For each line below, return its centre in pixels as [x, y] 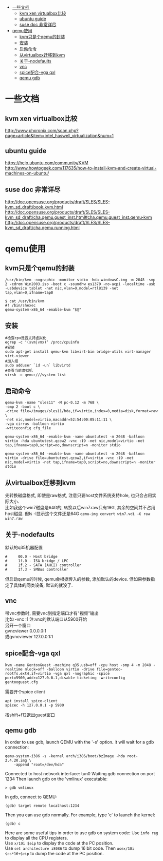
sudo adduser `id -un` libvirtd [38, 365]
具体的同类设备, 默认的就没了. [43, 585]
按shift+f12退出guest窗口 [30, 715]
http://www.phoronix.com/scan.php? [42, 130]
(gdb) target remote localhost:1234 [42, 806]
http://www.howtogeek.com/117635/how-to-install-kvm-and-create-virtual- [81, 168]
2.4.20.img [16, 761]
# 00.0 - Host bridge [31, 556]
